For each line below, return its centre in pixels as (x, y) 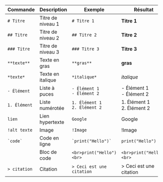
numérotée (52, 108)
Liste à (47, 88)
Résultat (144, 10)
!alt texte (20, 130)
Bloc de (48, 152)
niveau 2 (49, 38)
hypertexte (52, 122)
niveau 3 (49, 52)
